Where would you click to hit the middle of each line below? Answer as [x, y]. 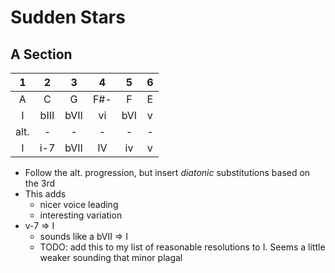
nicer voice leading [79, 204]
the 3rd [40, 183]
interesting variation [81, 215]
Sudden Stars [68, 17]
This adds [45, 194]
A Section [41, 54]
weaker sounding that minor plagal [111, 257]
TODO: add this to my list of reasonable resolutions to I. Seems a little [182, 247]
